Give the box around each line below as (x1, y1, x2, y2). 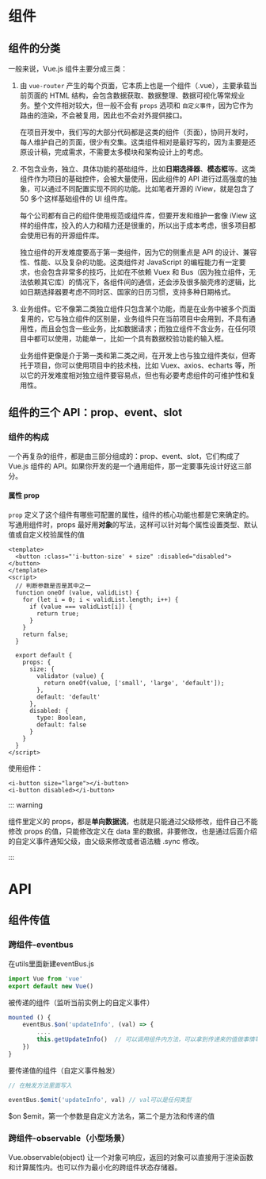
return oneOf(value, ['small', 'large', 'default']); (43, 679, 225, 687)
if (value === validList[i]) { (28, 603, 133, 611)
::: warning (8, 799, 44, 810)
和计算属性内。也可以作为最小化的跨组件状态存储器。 (8, 1162, 182, 1172)
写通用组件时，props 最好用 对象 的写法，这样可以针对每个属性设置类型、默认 (8, 519, 258, 529)
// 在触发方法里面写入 (8, 1081, 73, 1089)
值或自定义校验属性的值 (8, 530, 85, 539)
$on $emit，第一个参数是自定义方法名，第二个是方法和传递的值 (8, 1111, 215, 1120)
